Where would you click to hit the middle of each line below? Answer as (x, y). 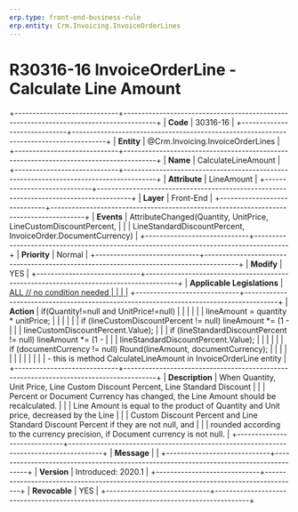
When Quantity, (248, 378)
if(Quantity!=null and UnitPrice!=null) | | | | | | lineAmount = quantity (164, 311)
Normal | (72, 255)
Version (54, 472)
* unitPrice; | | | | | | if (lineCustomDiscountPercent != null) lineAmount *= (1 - (149, 321)
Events (109, 217)
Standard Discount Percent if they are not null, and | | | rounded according (145, 425)
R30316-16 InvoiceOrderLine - (123, 70)
